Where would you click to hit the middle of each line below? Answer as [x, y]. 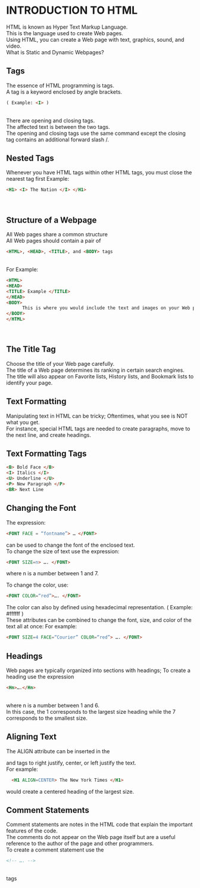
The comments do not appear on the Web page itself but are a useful [91, 837]
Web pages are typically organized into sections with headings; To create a [98, 670]
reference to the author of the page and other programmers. [80, 844]
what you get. [23, 422]
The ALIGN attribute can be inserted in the [58, 751]
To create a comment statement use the [55, 850]
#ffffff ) [15, 614]
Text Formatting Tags [47, 454]
